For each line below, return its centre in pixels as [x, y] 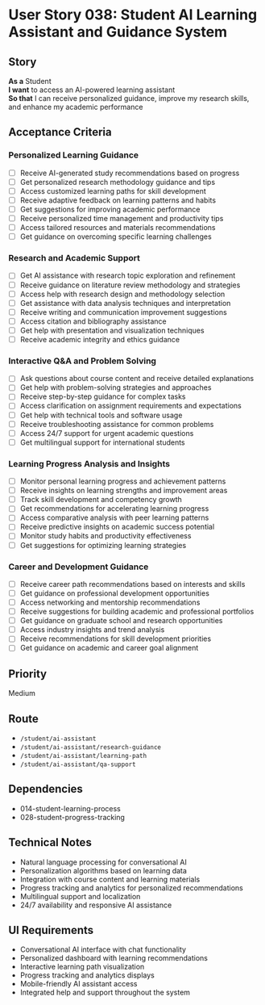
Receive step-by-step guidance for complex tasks [103, 396]
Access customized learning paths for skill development [113, 191]
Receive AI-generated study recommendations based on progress [130, 173]
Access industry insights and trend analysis [92, 630]
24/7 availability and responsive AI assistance [96, 905]
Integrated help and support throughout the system [105, 992]
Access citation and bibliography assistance [93, 321]
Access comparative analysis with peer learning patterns [114, 517]
